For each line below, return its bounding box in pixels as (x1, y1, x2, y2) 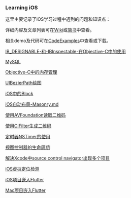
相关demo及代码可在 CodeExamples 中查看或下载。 (5, 37, 111, 44)
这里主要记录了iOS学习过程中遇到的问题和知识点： (5, 16, 111, 22)
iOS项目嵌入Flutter (5, 177, 44, 183)
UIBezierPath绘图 (5, 80, 42, 86)
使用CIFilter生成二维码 (5, 123, 52, 129)
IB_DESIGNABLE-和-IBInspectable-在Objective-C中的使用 (5, 49, 126, 55)
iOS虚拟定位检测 (5, 166, 40, 172)
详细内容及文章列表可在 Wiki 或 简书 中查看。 (5, 27, 95, 33)
